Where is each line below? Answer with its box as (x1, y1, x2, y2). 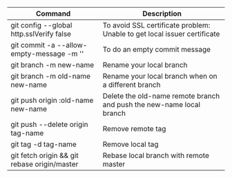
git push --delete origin (10, 120, 88, 129)
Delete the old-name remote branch (102, 91, 220, 101)
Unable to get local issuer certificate (102, 29, 220, 39)
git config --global (10, 21, 72, 30)
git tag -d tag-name (10, 139, 77, 149)
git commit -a (10, 41, 55, 50)
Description (142, 9, 182, 18)
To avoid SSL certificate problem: (102, 21, 211, 30)
